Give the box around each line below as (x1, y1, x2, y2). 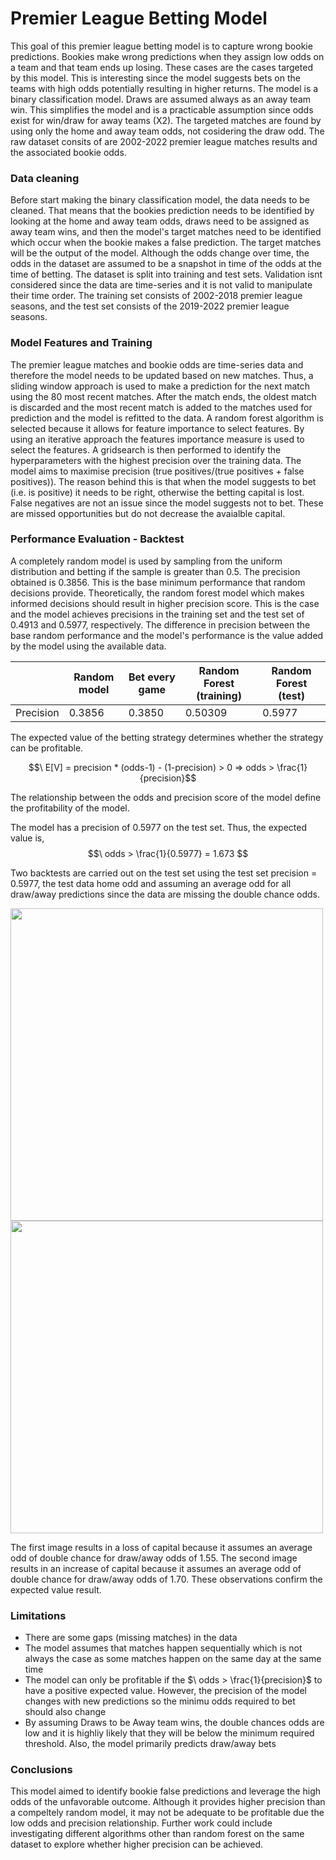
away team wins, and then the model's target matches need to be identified (10, 226, 322, 238)
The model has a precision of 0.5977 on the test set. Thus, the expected (10, 821, 308, 833)
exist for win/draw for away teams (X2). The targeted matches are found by (10, 114, 322, 126)
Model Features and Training (10, 336, 153, 350)
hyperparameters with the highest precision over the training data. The (10, 454, 302, 466)
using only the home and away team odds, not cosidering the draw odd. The (10, 125, 325, 137)
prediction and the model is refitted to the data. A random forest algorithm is (10, 412, 324, 424)
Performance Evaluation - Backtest (10, 532, 185, 546)
